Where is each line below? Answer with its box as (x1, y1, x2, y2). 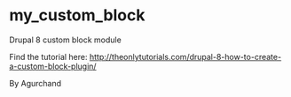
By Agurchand (9, 78, 62, 88)
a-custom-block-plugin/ (9, 61, 97, 71)
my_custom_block (9, 5, 145, 26)
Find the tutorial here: (9, 51, 88, 62)
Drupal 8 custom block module (9, 34, 122, 45)
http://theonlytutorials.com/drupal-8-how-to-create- (89, 51, 282, 62)
